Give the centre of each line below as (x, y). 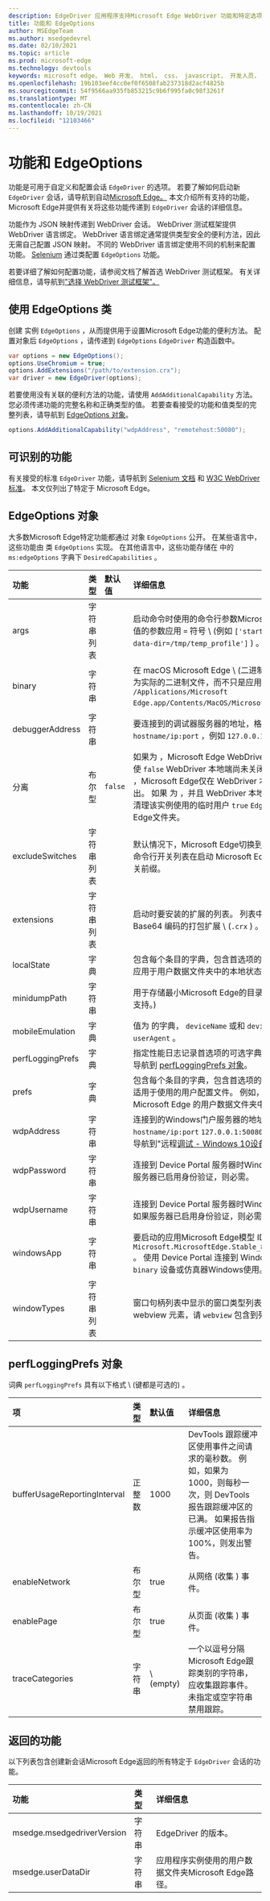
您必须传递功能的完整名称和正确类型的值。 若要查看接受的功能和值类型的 (129, 405)
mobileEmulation (44, 1031)
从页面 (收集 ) (214, 1616)
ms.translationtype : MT (48, 98)
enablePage (35, 1621)
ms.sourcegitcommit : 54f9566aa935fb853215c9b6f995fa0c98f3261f (117, 91)
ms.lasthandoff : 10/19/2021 (55, 114)
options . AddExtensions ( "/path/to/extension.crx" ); (95, 371)
